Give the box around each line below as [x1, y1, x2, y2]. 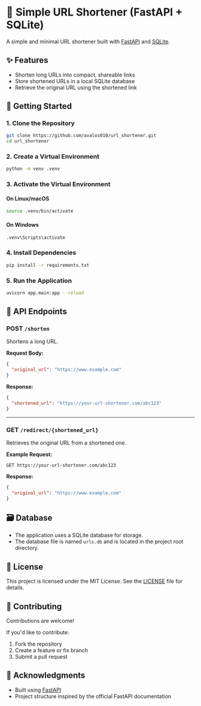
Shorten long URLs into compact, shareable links [14, 71, 136, 78]
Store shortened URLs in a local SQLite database [14, 77, 135, 84]
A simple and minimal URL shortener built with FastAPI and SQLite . [6, 38, 170, 45]
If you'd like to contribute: [6, 629, 70, 636]
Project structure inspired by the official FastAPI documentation [14, 692, 172, 699]
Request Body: [6, 349, 44, 357]
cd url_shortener [6, 138, 50, 144]
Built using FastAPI [14, 686, 62, 693]
